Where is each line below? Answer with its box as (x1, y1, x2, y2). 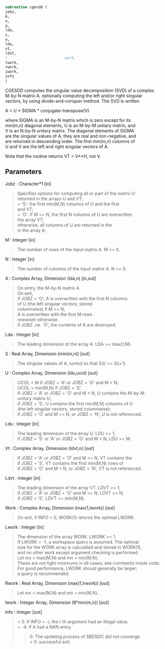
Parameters (5, 168, 42, 176)
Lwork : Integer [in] (5, 524, 44, 530)
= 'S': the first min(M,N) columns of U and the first (17, 201, 120, 207)
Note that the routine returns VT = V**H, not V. (5, 153, 101, 159)
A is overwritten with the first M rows (17, 311, 92, 317)
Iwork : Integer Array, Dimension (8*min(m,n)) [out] (5, 599, 109, 605)
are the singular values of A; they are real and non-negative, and (5, 133, 136, 139)
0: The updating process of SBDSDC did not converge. (29, 633, 141, 640)
